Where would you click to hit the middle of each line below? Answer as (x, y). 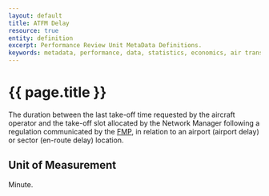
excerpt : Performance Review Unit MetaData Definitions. (105, 46)
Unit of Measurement (62, 165)
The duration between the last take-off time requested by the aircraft (122, 114)
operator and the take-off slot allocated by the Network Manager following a (134, 123)
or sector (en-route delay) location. (66, 140)
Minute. (21, 184)
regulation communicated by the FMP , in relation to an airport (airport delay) (134, 131)
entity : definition (41, 38)
